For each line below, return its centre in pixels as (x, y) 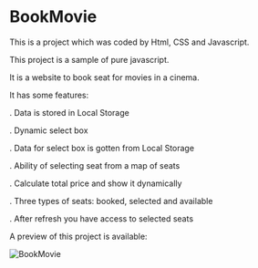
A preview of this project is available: (78, 236)
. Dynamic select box (49, 130)
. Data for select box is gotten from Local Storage (102, 148)
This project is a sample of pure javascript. (89, 59)
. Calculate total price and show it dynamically (96, 183)
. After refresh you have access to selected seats (102, 218)
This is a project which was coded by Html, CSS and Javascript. (129, 42)
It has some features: (49, 95)
